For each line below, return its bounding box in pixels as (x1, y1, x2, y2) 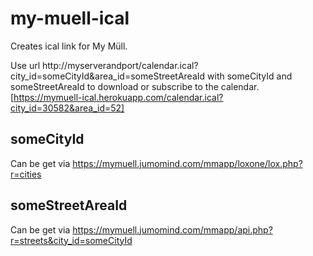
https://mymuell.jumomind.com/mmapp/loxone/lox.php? (72, 157, 303, 169)
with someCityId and (207, 70, 293, 82)
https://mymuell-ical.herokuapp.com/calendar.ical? (13, 91, 224, 103)
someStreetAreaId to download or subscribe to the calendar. (10, 80, 260, 92)
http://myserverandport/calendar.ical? (42, 59, 199, 71)
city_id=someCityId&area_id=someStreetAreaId (10, 70, 206, 82)
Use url (10, 59, 41, 71)
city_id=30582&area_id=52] (10, 102, 125, 114)
